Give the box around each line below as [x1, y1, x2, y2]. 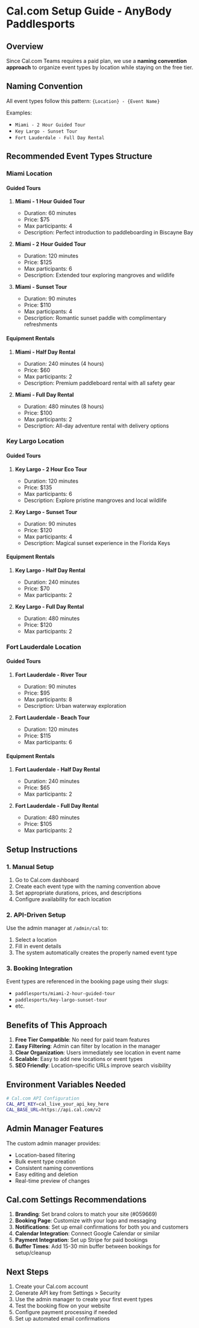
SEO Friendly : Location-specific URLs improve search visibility [14, 1062, 171, 1069]
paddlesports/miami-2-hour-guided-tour [14, 991, 116, 997]
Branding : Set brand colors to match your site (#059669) [14, 1211, 157, 1218]
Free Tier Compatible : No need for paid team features [14, 1036, 150, 1043]
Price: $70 [24, 584, 50, 592]
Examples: [6, 109, 32, 116]
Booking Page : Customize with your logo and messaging [14, 1217, 157, 1224]
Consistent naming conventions [14, 1164, 94, 1171]
